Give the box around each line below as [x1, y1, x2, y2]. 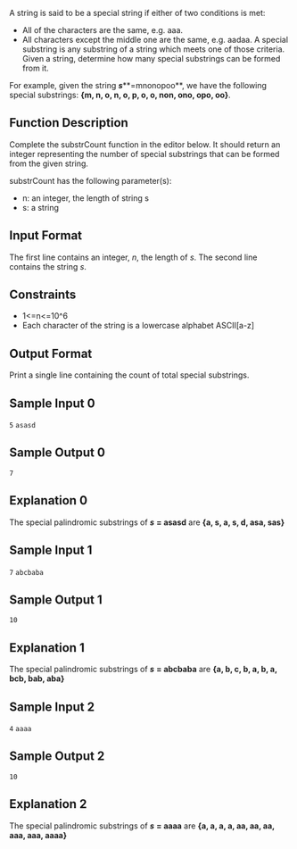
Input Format [9, 228, 83, 244]
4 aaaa [9, 724, 32, 733]
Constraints [9, 287, 77, 303]
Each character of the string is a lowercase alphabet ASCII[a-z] [21, 320, 255, 331]
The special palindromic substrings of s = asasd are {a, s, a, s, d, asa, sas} [9, 517, 285, 528]
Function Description [9, 115, 129, 130]
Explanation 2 [9, 796, 87, 812]
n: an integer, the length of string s [21, 192, 150, 204]
